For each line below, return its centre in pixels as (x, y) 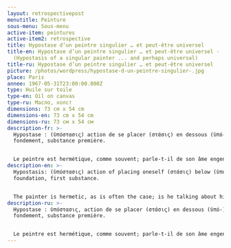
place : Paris (26, 77)
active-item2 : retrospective (49, 39)
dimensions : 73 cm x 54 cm (46, 109)
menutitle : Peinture (37, 20)
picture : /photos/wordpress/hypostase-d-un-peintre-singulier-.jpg (106, 71)
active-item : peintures (41, 33)
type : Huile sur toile (40, 90)
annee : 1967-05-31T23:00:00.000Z (55, 84)
